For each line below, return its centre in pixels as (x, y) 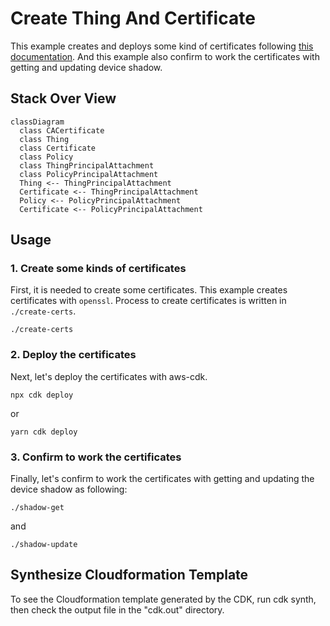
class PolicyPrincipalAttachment (89, 174)
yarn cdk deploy (44, 432)
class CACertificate (62, 130)
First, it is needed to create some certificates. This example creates (149, 290)
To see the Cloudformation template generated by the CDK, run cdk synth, (163, 599)
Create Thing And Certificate (133, 18)
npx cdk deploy (42, 395)
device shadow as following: (69, 489)
